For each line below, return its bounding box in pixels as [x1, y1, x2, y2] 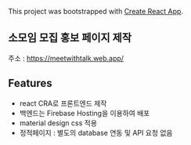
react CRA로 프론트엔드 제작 [19, 98, 107, 108]
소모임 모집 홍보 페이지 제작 [8, 31, 132, 45]
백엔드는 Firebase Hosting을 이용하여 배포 [19, 108, 150, 118]
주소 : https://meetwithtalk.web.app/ [8, 53, 124, 63]
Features [8, 77, 52, 90]
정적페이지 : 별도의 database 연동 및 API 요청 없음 [19, 128, 173, 137]
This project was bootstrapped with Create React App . [8, 7, 184, 16]
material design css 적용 [19, 118, 98, 128]
